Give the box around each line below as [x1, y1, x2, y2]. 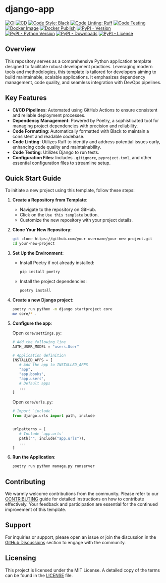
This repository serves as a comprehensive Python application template [5, 58, 152, 64]
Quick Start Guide [5, 174, 61, 183]
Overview [5, 45, 36, 53]
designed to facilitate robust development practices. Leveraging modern [5, 63, 153, 69]
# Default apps [19, 381, 51, 386]
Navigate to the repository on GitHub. [19, 206, 97, 212]
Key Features [5, 94, 47, 102]
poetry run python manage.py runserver [12, 464, 95, 469]
